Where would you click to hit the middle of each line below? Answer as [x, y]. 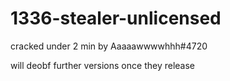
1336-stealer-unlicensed [116, 18]
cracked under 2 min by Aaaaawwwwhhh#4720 [109, 46]
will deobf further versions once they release [102, 65]
